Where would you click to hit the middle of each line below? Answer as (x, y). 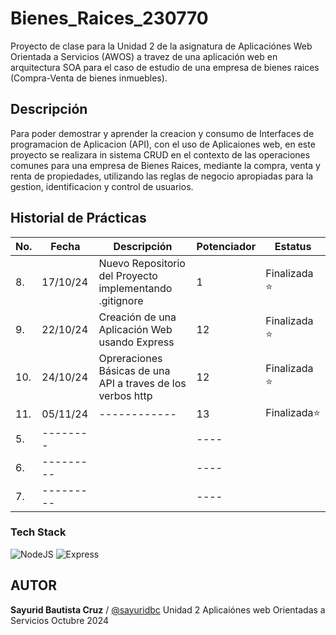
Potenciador (226, 246)
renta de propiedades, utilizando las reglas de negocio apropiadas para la (162, 176)
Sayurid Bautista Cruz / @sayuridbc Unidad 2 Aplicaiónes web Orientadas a (168, 609)
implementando (135, 288)
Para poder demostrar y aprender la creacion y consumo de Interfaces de (162, 133)
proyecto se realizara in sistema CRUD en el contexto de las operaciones (160, 154)
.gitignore (121, 300)
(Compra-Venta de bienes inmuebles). (89, 78)
